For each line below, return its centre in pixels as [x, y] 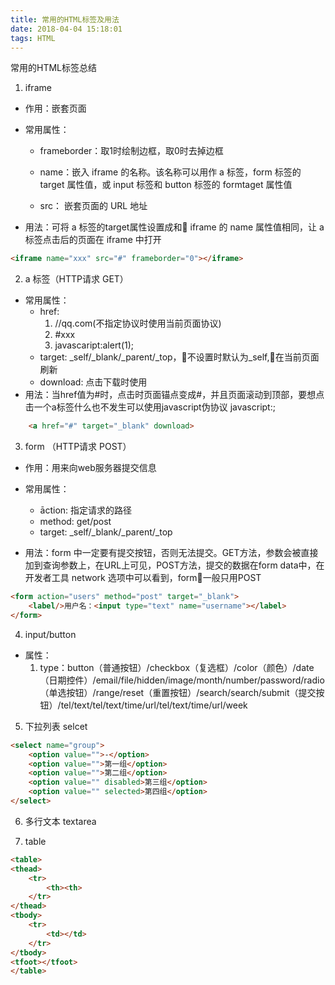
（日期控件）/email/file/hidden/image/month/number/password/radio [182, 680]
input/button [50, 634]
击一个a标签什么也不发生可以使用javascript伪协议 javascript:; [150, 407]
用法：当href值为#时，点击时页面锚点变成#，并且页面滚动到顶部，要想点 [174, 395]
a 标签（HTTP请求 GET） [76, 279]
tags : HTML [33, 38]
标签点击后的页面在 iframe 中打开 [93, 240]
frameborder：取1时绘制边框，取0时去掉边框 [131, 151]
